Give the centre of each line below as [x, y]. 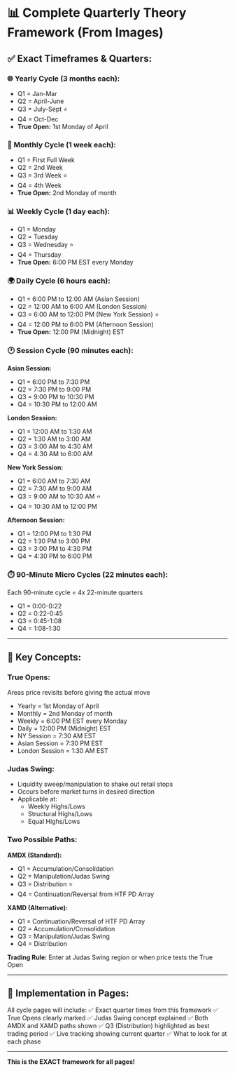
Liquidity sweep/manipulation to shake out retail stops [95, 784]
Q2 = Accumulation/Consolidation [66, 928]
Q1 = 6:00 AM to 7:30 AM [54, 481]
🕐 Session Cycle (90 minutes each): [71, 350]
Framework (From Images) [86, 33]
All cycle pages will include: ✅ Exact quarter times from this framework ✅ [113, 1010]
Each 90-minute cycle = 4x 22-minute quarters [75, 592]
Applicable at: [37, 799]
